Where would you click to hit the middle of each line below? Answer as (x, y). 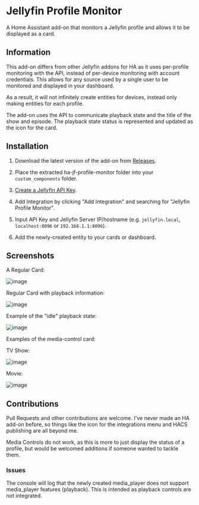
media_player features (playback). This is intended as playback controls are (99, 490)
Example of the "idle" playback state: (51, 316)
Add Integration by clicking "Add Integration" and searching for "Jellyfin (102, 201)
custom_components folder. (46, 178)
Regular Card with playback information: (56, 293)
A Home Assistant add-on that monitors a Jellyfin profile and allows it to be (98, 27)
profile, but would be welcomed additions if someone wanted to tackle (92, 449)
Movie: (15, 374)
